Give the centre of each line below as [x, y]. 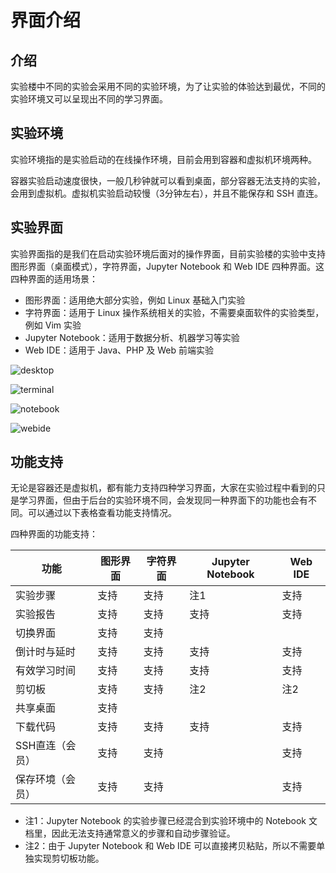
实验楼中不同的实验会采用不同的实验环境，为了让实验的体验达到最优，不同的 [168, 86]
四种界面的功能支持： [54, 534]
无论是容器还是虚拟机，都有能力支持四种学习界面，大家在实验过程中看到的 [163, 488]
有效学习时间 [46, 671]
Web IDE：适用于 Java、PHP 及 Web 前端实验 [119, 350]
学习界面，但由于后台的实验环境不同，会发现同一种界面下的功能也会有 [163, 500]
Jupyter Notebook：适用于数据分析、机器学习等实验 [132, 337]
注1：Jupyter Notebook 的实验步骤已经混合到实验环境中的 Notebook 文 [171, 821]
